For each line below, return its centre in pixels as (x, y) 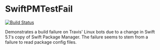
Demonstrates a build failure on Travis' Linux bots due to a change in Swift (80, 32)
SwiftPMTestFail (39, 9)
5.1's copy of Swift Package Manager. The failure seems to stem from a (77, 37)
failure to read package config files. (41, 42)
